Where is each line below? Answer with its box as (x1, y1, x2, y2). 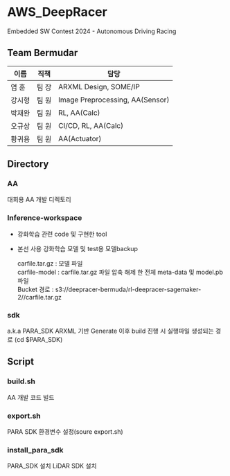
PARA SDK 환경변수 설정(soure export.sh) (7, 428, 123, 436)
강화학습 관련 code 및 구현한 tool (17, 230, 107, 238)
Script (7, 356, 35, 367)
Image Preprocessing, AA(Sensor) (57, 95, 170, 104)
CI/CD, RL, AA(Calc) (57, 120, 123, 130)
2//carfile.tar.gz (17, 293, 62, 301)
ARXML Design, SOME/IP (57, 82, 140, 91)
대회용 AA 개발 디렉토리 (7, 195, 71, 204)
